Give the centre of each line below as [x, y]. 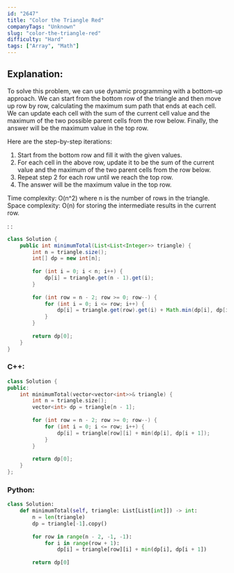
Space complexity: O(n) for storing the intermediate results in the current [112, 205]
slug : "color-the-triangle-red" [54, 33]
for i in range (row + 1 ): [82, 543]
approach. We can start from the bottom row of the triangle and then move [114, 98]
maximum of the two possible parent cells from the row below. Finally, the [113, 120]
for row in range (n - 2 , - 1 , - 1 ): [82, 537]
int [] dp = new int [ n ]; [67, 258]
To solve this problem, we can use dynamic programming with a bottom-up [115, 91]
